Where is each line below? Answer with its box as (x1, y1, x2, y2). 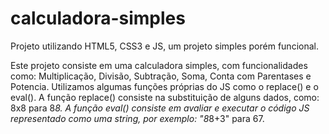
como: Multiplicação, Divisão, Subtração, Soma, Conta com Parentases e (10, 70, 312, 82)
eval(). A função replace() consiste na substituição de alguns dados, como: (10, 91, 320, 103)
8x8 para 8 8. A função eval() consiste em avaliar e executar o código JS (10, 102, 310, 114)
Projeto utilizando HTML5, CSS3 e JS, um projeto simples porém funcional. (10, 40, 319, 52)
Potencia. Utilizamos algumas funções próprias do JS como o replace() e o (10, 80, 319, 92)
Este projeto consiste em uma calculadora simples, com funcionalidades (10, 59, 308, 71)
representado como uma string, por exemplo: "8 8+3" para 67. (10, 112, 265, 124)
